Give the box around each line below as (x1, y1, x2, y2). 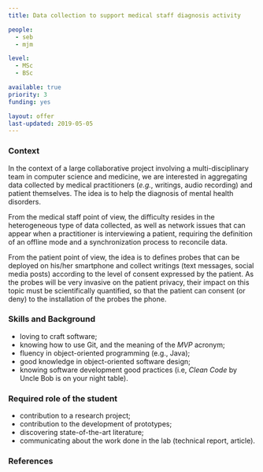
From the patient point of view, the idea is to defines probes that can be (8, 253, 240, 262)
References (8, 455, 54, 466)
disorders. (8, 197, 42, 206)
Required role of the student (8, 393, 118, 404)
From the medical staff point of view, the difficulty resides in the (8, 212, 215, 221)
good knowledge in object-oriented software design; (19, 356, 191, 366)
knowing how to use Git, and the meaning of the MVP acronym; (19, 340, 226, 349)
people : (8, 25, 34, 34)
